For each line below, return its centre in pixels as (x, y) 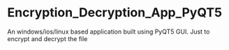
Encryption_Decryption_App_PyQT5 (114, 13)
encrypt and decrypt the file (47, 38)
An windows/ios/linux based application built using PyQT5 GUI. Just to (109, 32)
